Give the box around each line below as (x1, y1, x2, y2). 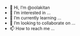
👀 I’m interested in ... (9, 10, 51, 16)
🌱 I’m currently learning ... (9, 15, 62, 20)
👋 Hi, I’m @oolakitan (9, 5, 50, 10)
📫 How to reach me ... (9, 26, 55, 31)
